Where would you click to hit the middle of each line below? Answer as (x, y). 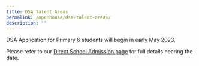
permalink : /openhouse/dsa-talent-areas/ (59, 17)
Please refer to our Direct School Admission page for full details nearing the (99, 52)
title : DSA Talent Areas (37, 12)
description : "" (26, 23)
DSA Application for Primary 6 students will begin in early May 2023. (91, 40)
